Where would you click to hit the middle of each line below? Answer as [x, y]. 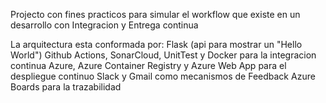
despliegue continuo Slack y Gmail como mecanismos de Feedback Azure [163, 76]
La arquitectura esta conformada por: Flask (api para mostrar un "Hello [156, 44]
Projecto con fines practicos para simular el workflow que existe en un [155, 14]
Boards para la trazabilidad [66, 87]
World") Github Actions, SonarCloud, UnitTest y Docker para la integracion [163, 55]
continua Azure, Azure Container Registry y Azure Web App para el [148, 65]
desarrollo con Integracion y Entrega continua [104, 25]
